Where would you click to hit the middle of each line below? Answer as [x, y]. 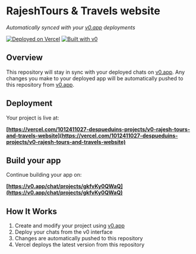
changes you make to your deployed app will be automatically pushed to [95, 78]
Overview [25, 58]
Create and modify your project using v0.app [69, 226]
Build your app [34, 160]
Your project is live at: [33, 118]
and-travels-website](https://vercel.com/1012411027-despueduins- [92, 136]
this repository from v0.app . [40, 84]
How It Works [32, 211]
